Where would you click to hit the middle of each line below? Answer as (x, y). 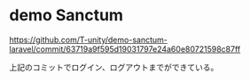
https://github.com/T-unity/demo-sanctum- (89, 40)
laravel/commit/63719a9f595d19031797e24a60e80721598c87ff (125, 48)
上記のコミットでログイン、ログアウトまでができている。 (114, 67)
